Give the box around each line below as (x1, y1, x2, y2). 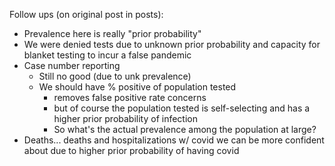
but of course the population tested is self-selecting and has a (53, 102, 311, 114)
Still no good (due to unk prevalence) (38, 70, 192, 82)
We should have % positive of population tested (38, 81, 237, 93)
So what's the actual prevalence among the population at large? (53, 124, 317, 135)
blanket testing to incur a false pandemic (23, 49, 192, 61)
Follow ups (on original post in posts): (9, 9, 164, 20)
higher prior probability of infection (53, 113, 198, 124)
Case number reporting (23, 60, 121, 71)
